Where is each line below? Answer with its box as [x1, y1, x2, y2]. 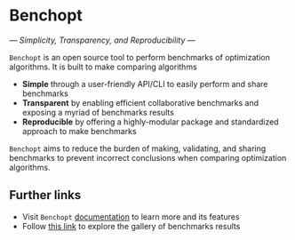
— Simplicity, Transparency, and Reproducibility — [9, 35, 195, 45]
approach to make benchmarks [21, 125, 137, 136]
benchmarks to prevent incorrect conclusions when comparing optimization [9, 152, 287, 163]
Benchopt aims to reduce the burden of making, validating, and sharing [9, 143, 267, 154]
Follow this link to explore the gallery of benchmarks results [21, 220, 241, 231]
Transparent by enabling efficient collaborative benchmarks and [21, 97, 259, 108]
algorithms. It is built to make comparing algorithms [9, 61, 197, 72]
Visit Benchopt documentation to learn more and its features [21, 211, 240, 222]
